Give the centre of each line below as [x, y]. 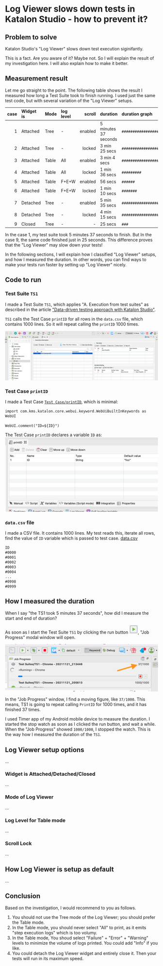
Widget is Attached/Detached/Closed [50, 774]
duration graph [137, 114]
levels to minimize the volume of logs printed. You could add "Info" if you [85, 943]
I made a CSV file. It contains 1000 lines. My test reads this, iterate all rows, [80, 533]
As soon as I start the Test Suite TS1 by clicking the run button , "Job [77, 632]
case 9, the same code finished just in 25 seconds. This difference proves [79, 240]
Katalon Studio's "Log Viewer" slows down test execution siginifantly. [74, 49]
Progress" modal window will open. [41, 637]
